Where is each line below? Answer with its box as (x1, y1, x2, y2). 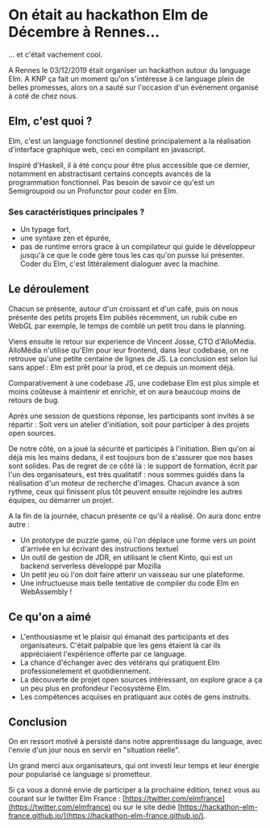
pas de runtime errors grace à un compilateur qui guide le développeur (19, 242, 255, 251)
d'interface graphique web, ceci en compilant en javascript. (8, 144, 206, 154)
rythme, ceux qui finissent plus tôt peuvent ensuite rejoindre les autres (8, 487, 243, 496)
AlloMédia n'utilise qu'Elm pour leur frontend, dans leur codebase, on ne (8, 345, 249, 355)
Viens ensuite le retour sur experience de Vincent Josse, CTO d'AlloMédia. (8, 336, 256, 346)
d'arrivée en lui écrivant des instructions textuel (19, 543, 179, 553)
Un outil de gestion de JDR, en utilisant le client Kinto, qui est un (19, 552, 234, 562)
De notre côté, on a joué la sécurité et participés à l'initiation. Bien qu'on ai (8, 443, 255, 454)
